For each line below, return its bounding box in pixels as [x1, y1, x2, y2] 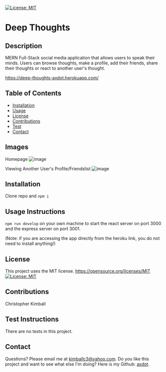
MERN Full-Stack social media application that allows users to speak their [5, 55, 155, 60]
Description [5, 42, 42, 50]
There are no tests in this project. [5, 328, 73, 334]
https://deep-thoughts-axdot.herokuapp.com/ [5, 75, 99, 81]
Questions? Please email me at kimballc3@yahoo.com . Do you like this [5, 356, 150, 362]
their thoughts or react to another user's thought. [5, 65, 106, 71]
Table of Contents [5, 89, 62, 97]
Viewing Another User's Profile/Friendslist [5, 166, 91, 172]
